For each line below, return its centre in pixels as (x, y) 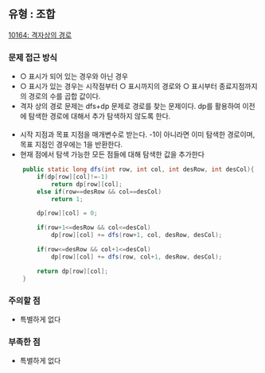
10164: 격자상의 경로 (40, 35)
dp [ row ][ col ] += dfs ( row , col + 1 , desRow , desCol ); (136, 257)
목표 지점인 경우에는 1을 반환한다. (71, 145)
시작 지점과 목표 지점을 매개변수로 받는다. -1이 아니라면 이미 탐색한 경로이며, (137, 134)
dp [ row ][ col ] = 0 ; (67, 213)
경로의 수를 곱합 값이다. (64, 96)
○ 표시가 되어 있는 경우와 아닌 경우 (74, 76)
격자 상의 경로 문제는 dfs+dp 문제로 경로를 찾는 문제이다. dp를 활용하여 (130, 107)
